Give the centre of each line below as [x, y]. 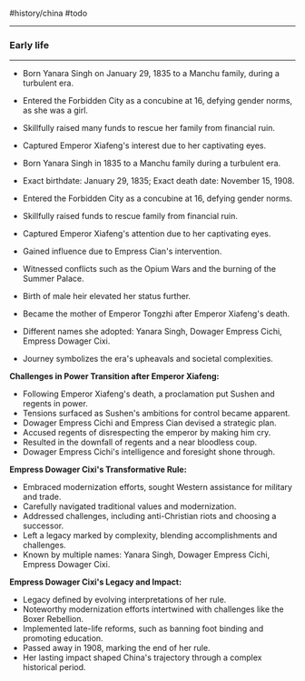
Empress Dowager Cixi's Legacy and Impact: [96, 582]
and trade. [42, 497]
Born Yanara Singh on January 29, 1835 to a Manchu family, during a [151, 74]
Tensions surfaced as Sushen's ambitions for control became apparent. [156, 414]
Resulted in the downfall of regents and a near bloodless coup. [140, 442]
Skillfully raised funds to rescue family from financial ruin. [130, 216]
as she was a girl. [55, 110]
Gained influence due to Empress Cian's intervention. [122, 251]
